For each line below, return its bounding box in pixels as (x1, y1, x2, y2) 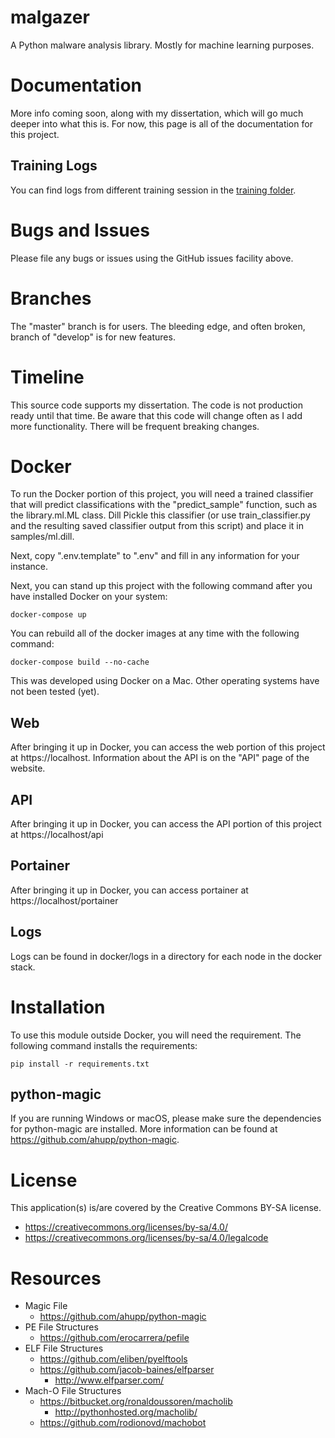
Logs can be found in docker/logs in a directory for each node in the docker (10, 950, 323, 962)
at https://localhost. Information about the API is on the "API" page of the (10, 752, 310, 764)
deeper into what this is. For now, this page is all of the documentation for (10, 117, 313, 130)
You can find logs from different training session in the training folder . (10, 184, 297, 196)
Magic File (24, 1300, 68, 1312)
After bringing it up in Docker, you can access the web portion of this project (10, 741, 326, 753)
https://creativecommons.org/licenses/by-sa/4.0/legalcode (24, 1232, 269, 1244)
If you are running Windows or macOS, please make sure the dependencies (10, 1112, 322, 1125)
